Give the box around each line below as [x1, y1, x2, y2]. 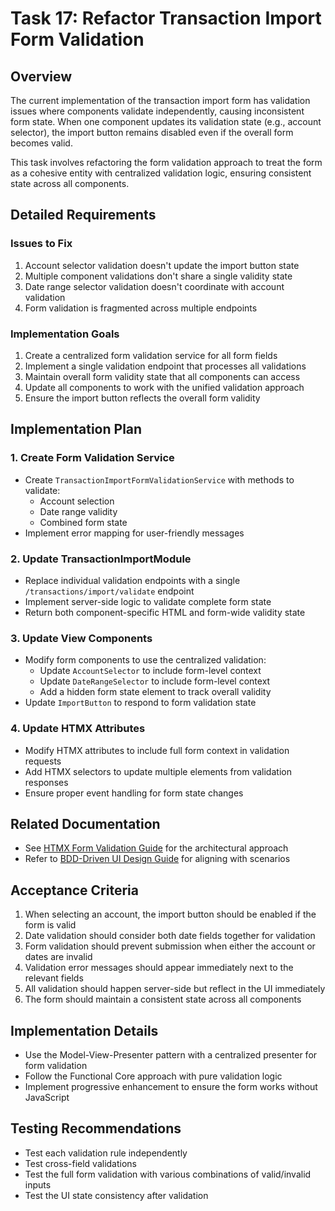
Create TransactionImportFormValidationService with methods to [24, 473, 295, 486]
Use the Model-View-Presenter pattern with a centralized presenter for [24, 1049, 318, 1061]
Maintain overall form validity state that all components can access [24, 370, 301, 382]
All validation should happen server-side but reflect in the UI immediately [24, 983, 326, 995]
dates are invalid [24, 951, 93, 963]
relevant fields [24, 972, 84, 984]
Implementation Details [10, 1022, 159, 1039]
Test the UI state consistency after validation [24, 1189, 209, 1201]
